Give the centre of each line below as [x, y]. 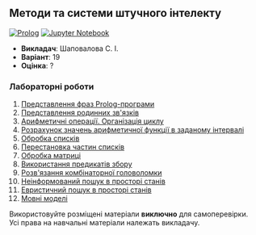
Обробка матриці [51, 156]
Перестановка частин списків [72, 147]
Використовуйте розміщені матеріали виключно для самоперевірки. [129, 214]
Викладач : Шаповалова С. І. [70, 48]
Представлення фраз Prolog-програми [88, 104]
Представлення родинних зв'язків [80, 113]
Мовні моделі [44, 199]
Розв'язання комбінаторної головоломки [91, 173]
